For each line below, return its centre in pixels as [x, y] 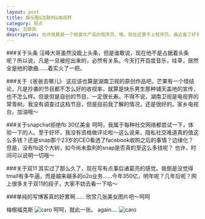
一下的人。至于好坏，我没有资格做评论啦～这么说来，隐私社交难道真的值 [102, 133]
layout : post [23, 12]
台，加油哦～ [22, 112]
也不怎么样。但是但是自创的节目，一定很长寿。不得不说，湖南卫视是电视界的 [103, 97]
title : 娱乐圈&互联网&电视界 [39, 18]
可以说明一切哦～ [33, 155]
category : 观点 [25, 23]
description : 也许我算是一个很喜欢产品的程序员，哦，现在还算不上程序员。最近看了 [99, 35]
